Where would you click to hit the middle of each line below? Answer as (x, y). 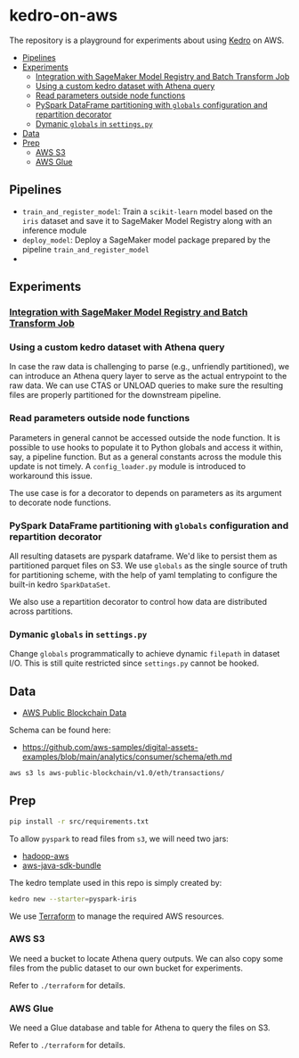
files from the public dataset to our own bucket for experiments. (126, 968)
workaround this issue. (51, 475)
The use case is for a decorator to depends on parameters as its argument (145, 492)
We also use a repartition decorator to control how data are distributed (138, 601)
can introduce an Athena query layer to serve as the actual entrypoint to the (148, 376)
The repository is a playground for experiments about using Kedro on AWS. (147, 40)
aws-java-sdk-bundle (61, 865)
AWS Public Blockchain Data (74, 713)
